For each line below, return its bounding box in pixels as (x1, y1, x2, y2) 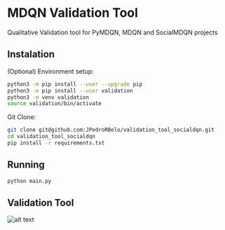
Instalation (7, 48, 55, 60)
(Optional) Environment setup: (7, 67, 94, 75)
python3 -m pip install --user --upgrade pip (7, 81, 142, 88)
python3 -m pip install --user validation (7, 87, 133, 94)
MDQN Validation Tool (7, 5, 139, 21)
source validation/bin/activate (7, 100, 102, 107)
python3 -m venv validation (7, 93, 90, 101)
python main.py (7, 177, 52, 184)
